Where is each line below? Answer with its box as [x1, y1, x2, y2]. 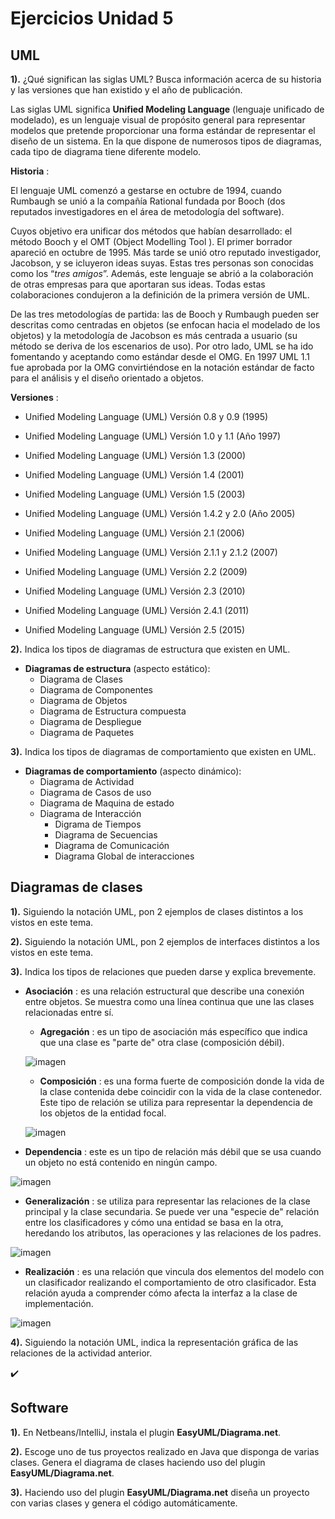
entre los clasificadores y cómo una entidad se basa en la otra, [24, 1216, 284, 1228]
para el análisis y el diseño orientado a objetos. [10, 372, 205, 384]
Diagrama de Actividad [39, 776, 135, 787]
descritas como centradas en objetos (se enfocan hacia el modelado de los [10, 319, 321, 331]
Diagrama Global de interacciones [54, 850, 195, 862]
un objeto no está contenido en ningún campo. [24, 1156, 218, 1168]
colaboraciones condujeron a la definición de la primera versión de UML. [10, 289, 310, 301]
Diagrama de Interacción [39, 808, 142, 819]
